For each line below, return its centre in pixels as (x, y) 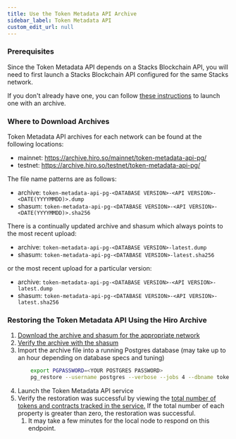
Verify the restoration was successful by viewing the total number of (117, 398)
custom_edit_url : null (41, 27)
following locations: (36, 144)
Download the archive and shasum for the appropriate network (108, 335)
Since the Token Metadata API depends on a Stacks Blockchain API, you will (118, 67)
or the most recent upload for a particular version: (80, 268)
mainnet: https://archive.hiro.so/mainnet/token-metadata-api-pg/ (112, 157)
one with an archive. (37, 103)
